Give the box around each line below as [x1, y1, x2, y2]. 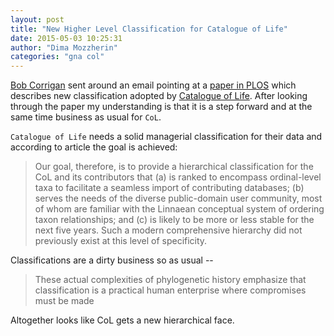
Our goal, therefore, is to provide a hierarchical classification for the [34, 161, 314, 173]
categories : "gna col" [10, 52, 105, 62]
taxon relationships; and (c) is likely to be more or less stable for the [34, 214, 315, 226]
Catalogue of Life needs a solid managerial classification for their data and [10, 131, 323, 143]
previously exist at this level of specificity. [34, 235, 208, 247]
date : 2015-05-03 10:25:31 [10, 33, 123, 43]
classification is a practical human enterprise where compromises [34, 284, 307, 296]
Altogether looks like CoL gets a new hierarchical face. [10, 314, 235, 326]
